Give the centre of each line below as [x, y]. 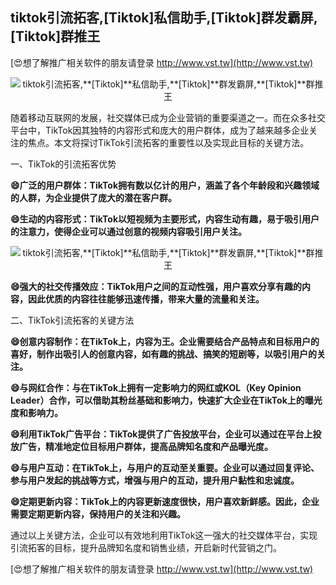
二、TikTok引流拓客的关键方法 [72, 320]
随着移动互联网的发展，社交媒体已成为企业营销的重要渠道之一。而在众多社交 [168, 117]
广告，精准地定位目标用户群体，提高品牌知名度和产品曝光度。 [145, 446]
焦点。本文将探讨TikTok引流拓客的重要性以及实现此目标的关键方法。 [168, 142]
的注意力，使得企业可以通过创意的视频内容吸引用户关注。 [128, 231]
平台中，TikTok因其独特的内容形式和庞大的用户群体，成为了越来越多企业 [160, 130]
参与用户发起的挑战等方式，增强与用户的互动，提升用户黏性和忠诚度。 [155, 480]
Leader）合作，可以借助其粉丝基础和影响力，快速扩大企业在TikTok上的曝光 [166, 400]
